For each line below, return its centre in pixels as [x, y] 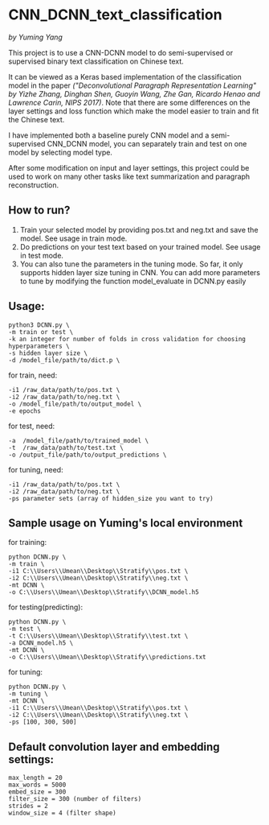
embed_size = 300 [37, 792]
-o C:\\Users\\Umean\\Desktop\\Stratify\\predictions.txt [107, 658]
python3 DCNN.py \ [39, 325]
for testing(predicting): [46, 607]
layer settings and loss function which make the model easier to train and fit [134, 111]
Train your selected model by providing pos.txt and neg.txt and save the [139, 229]
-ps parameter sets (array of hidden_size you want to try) [111, 498]
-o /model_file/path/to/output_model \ [75, 404]
